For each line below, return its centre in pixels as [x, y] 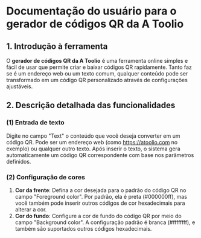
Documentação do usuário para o [91, 11]
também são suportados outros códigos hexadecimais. [83, 228]
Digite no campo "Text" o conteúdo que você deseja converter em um [93, 136]
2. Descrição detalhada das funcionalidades [91, 105]
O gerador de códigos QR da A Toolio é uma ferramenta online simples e [97, 61]
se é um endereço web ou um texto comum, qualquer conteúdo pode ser [97, 73]
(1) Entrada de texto [35, 123]
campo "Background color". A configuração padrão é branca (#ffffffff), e [105, 222]
